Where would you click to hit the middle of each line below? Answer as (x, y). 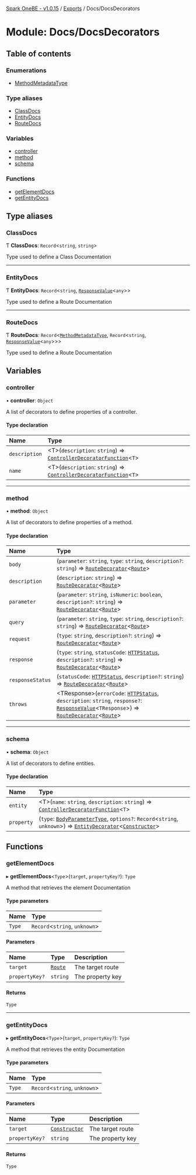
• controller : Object (30, 400)
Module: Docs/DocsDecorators (83, 32)
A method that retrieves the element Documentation (69, 887)
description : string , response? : (99, 700)
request (20, 639)
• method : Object (27, 511)
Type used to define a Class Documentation (59, 257)
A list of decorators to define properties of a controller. (71, 411)
